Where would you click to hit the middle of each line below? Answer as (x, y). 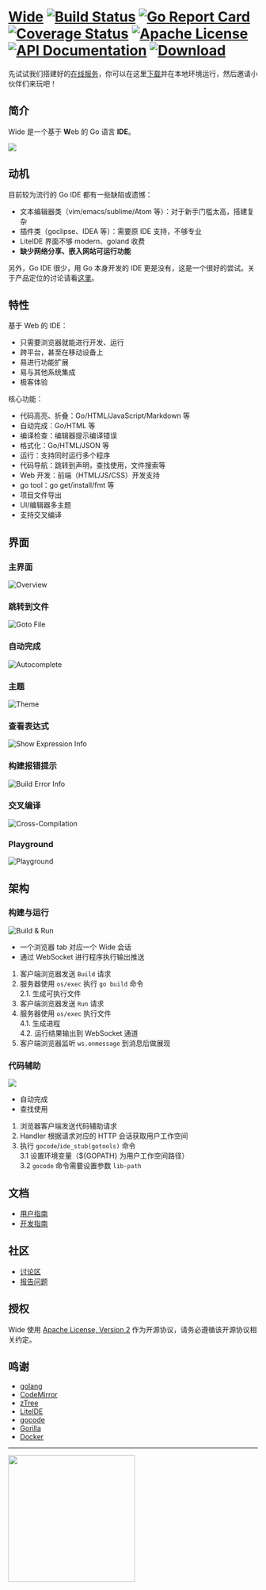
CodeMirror (38, 1395)
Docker (32, 1437)
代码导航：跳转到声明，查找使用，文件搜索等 (93, 466)
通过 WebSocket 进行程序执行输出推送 (82, 956)
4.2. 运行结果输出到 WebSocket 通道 (79, 1033)
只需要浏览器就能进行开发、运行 (72, 343)
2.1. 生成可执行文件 (50, 993)
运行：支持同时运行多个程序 (65, 455)
